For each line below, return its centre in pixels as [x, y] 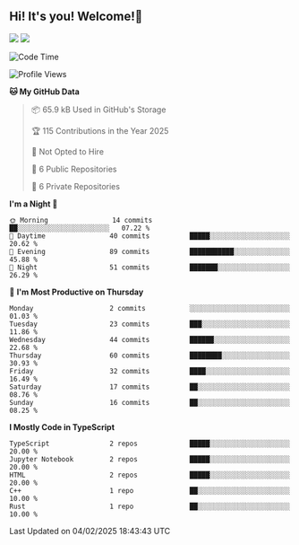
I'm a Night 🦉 [34, 204]
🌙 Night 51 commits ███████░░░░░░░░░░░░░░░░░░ [150, 267]
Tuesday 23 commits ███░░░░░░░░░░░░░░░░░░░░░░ [150, 324]
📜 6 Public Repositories [74, 169]
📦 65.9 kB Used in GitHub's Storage [98, 110]
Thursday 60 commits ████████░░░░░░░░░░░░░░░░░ [150, 356]
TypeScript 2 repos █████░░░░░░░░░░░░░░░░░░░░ [150, 444]
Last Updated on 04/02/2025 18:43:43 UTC [90, 531]
